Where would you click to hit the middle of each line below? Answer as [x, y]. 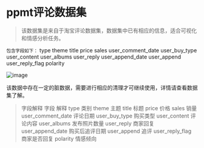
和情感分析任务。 [42, 38]
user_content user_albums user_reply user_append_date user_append [94, 57]
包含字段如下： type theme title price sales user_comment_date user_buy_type [102, 50]
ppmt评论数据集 [46, 12]
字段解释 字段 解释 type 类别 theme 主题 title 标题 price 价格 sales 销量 [109, 108]
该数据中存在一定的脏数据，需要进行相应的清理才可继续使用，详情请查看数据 [102, 87]
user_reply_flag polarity [36, 63]
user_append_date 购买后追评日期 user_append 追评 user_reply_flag [106, 131]
